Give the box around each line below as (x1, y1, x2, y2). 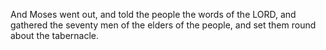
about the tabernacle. (10, 30, 100, 41)
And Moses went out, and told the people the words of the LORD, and (10, 9, 297, 20)
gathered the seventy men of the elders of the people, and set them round (10, 19, 317, 31)
